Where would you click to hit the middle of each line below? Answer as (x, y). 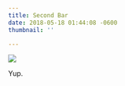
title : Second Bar (38, 15)
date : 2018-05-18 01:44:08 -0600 (63, 23)
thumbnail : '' (31, 30)
